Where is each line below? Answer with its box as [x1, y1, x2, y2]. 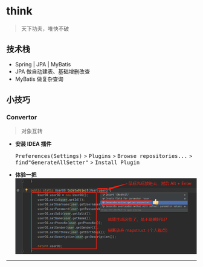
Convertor [6, 113, 37, 122]
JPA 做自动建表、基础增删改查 [14, 68, 91, 75]
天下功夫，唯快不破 [21, 25, 69, 32]
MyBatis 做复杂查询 [14, 75, 63, 83]
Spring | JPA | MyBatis [14, 60, 71, 68]
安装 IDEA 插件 [14, 140, 52, 148]
